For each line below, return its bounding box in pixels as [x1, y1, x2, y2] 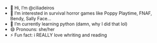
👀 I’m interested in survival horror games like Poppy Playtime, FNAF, [10, 10, 152, 16]
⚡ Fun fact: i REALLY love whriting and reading [10, 32, 107, 38]
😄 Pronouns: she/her [10, 26, 55, 32]
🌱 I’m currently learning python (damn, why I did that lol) [10, 21, 128, 27]
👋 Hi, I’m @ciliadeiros [10, 5, 55, 11]
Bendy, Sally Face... [10, 16, 52, 21]
